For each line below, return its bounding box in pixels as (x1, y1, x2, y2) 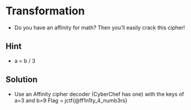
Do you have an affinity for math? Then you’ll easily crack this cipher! (14, 24, 185, 31)
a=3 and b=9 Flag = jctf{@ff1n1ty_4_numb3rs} (14, 97, 128, 104)
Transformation (5, 4, 85, 18)
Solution (5, 75, 38, 85)
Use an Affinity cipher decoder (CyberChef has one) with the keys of (14, 90, 184, 97)
